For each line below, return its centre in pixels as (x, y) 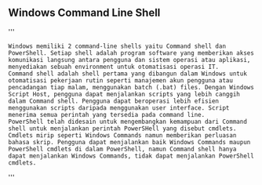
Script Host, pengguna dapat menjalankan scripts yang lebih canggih (124, 94)
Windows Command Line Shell (84, 13)
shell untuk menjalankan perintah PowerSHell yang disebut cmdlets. (122, 129)
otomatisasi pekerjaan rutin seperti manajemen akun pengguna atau (121, 80)
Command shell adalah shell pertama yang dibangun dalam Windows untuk (127, 74)
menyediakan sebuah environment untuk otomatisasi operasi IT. (114, 67)
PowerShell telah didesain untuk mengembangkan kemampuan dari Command (127, 122)
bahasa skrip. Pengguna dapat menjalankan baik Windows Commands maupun (129, 142)
